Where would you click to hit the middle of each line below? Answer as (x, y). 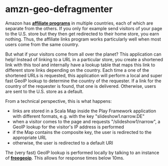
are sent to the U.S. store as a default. (45, 91)
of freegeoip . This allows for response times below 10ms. (65, 158)
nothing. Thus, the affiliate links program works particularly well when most (83, 39)
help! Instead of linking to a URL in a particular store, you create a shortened (84, 59)
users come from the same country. (42, 44)
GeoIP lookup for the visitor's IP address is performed (68, 127)
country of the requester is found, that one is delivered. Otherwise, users (81, 86)
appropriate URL (29, 137)
